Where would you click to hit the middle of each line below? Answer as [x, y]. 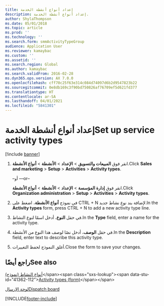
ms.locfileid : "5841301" [30, 106]
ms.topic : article [24, 28]
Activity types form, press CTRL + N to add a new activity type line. [81, 208]
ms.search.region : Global [31, 64]
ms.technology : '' [24, 37]
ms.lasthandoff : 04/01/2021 [34, 101]
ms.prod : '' [17, 32]
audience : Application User [34, 46]
